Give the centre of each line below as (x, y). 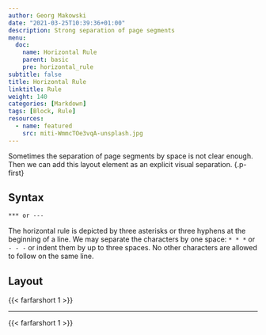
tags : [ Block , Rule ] (42, 112)
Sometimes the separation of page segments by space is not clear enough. (131, 156)
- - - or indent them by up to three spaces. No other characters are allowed (133, 248)
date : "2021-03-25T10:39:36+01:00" (67, 23)
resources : (26, 119)
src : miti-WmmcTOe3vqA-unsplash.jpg (83, 133)
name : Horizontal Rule (60, 52)
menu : (17, 38)
